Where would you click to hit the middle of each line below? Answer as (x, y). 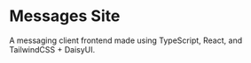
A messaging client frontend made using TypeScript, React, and (125, 40)
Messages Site (65, 16)
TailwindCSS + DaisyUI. (52, 49)
